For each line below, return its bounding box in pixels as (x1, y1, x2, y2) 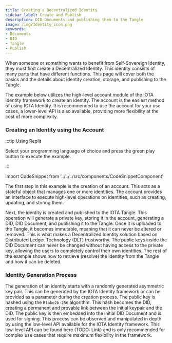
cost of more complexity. (5, 113, 58, 120)
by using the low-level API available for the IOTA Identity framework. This (5, 321, 160, 328)
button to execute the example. (5, 153, 71, 159)
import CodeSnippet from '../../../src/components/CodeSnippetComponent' (5, 173, 164, 179)
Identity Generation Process (5, 271, 77, 278)
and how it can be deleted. (5, 258, 62, 264)
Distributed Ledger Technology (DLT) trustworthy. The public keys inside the (5, 237, 167, 243)
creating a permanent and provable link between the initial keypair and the (5, 305, 163, 311)
